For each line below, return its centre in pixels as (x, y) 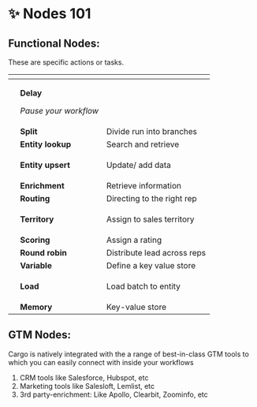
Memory (36, 307)
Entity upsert (45, 165)
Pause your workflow (60, 111)
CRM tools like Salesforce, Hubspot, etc (84, 377)
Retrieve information (143, 186)
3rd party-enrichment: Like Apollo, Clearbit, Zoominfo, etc (114, 394)
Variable (36, 265)
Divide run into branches (152, 131)
